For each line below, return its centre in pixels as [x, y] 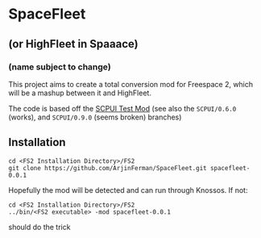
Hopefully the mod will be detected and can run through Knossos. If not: [128, 190]
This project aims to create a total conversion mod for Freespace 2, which [131, 84]
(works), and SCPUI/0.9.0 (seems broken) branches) [95, 117]
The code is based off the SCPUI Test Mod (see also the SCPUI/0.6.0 [122, 108]
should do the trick [39, 227]
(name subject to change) [60, 67]
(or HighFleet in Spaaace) [73, 44]
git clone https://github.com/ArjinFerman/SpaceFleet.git [108, 168]
